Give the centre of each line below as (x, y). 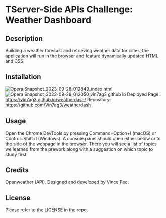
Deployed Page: (143, 94)
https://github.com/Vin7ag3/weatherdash (48, 105)
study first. (16, 154)
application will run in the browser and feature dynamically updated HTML (82, 56)
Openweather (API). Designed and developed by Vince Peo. (67, 182)
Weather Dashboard (48, 20)
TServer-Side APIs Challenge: (69, 9)
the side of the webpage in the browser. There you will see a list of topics (81, 144)
